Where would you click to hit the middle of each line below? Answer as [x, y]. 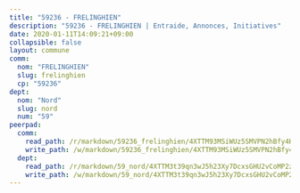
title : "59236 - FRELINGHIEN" [66, 17]
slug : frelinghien [52, 76]
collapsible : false [46, 42]
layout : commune [39, 51]
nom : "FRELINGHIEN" [54, 68]
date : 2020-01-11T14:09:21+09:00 [71, 34]
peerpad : [25, 125]
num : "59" [35, 117]
